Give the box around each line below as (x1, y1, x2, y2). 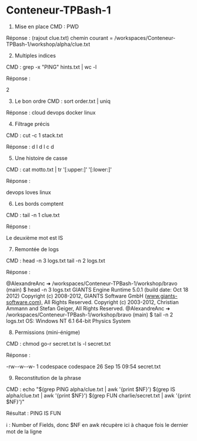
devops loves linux (6, 189, 51, 196)
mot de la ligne (6, 427, 42, 435)
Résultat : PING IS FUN (6, 409, 61, 416)
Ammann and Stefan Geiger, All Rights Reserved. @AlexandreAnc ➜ (6, 305, 171, 312)
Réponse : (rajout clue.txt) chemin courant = (6, 34, 113, 41)
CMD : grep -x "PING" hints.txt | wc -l (6, 63, 97, 71)
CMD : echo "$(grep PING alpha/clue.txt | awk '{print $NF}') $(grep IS (6, 386, 175, 393)
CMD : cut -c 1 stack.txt (6, 132, 64, 139)
